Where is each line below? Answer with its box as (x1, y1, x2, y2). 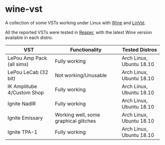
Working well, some (55, 111, 101, 118)
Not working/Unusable (55, 72, 107, 78)
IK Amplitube (7, 83, 37, 90)
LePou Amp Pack (7, 54, 48, 61)
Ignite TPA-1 (7, 128, 38, 135)
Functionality (70, 46, 102, 53)
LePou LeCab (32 (7, 69, 48, 75)
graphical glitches (55, 117, 96, 124)
